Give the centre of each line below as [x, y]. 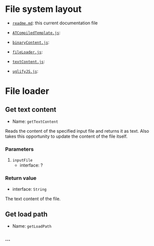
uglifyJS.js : [25, 71]
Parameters [19, 149]
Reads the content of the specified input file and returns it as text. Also [77, 131]
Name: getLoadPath [32, 226]
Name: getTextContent [35, 121]
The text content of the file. [33, 199]
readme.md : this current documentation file [55, 23]
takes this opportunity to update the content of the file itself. [66, 136]
